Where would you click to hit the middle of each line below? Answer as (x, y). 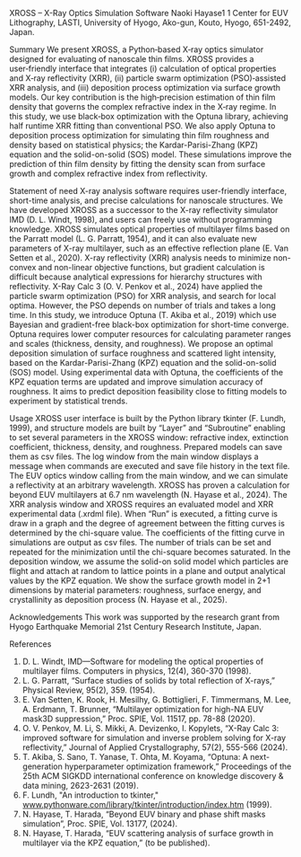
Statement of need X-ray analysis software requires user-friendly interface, (148, 191)
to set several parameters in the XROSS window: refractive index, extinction (149, 437)
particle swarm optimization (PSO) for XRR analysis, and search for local (142, 296)
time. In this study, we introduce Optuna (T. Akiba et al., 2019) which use (143, 315)
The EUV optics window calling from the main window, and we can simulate (149, 476)
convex (23, 267)
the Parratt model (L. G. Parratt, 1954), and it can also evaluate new (133, 239)
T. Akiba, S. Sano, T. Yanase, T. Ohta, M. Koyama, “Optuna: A (135, 757)
